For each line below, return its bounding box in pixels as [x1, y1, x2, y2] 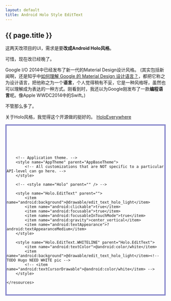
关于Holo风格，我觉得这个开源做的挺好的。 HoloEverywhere [5, 114, 131, 120]
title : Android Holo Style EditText [5, 12, 83, 17]
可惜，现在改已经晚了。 [5, 56, 54, 62]
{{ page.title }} [5, 31, 52, 40]
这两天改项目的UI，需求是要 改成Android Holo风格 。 [5, 45, 115, 51]
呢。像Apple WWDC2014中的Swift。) [10, 92, 85, 98]
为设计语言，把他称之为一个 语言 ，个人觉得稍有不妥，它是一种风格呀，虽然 [5, 79, 161, 86]
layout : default [5, 7, 40, 13]
